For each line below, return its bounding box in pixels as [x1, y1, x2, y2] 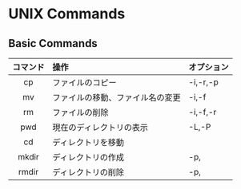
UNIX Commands [8, 5, 126, 23]
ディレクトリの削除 [52, 167, 124, 178]
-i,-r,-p [188, 77, 219, 88]
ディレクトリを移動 [52, 137, 124, 148]
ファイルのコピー [52, 77, 118, 88]
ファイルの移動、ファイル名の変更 [52, 93, 182, 103]
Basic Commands [8, 37, 98, 50]
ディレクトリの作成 [52, 152, 124, 163]
